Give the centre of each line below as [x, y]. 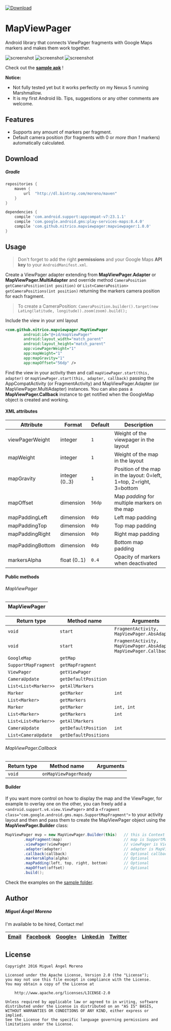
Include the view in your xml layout [42, 320]
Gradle [13, 172]
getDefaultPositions [84, 735]
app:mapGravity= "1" [44, 358]
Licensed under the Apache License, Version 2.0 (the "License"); [77, 975]
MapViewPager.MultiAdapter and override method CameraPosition [76, 280]
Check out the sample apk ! [34, 67]
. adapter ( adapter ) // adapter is [89, 849]
